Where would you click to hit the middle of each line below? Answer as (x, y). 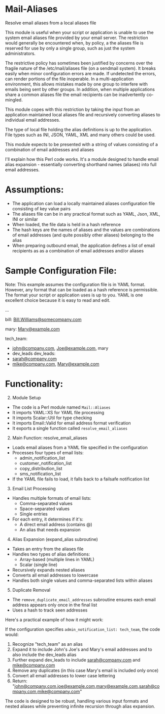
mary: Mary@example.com (33, 329)
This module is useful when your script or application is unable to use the (79, 32)
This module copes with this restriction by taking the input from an (72, 109)
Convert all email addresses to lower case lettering (64, 675)
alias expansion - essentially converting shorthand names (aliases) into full (81, 164)
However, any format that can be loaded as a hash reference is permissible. (82, 289)
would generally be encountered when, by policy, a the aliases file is (74, 43)
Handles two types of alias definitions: (51, 554)
